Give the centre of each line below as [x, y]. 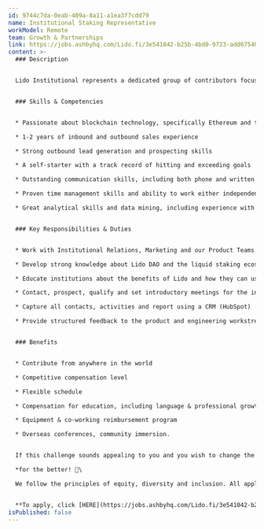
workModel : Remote [38, 30]
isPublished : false [40, 512]
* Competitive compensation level [71, 377]
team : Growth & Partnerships [56, 37]
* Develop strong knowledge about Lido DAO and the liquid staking [128, 264]
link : [17, 45]
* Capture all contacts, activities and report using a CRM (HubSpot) [133, 307]
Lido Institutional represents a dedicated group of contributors [126, 80]
